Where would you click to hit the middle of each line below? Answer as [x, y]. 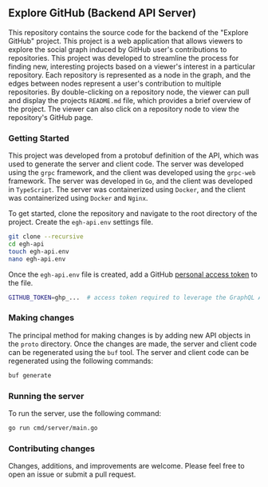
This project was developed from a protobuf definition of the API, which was [134, 156]
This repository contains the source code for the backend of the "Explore [128, 32]
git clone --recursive [46, 237]
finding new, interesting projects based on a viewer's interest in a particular [132, 66]
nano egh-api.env [37, 259]
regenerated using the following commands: [81, 361]
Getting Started [39, 138]
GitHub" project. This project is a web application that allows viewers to [126, 41]
